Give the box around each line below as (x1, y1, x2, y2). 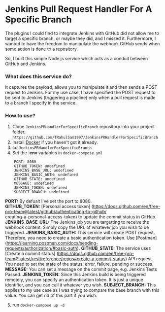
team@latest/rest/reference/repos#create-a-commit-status (5, 255, 126, 262)
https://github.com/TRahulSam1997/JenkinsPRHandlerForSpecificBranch (12, 135, 159, 140)
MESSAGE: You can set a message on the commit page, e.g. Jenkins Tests (5, 266, 157, 272)
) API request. (125, 255, 154, 262)
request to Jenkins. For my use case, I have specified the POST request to (5, 90, 156, 96)
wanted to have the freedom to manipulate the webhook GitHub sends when (5, 40, 160, 46)
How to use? (5, 112, 35, 119)
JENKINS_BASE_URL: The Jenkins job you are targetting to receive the (5, 219, 149, 225)
